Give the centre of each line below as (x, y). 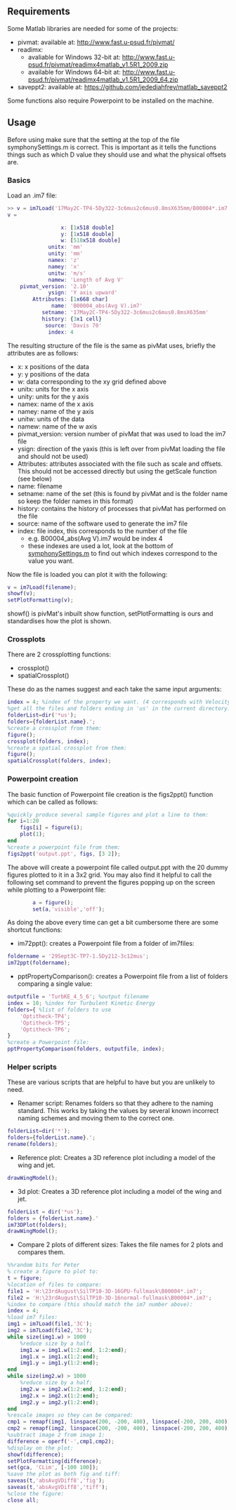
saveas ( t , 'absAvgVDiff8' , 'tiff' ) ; (58, 1488)
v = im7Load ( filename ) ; (42, 587)
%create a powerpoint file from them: (64, 847)
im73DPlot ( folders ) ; (38, 1225)
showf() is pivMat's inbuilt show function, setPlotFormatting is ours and (110, 613)
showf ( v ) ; (22, 594)
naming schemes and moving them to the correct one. (96, 1118)
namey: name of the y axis (55, 411)
